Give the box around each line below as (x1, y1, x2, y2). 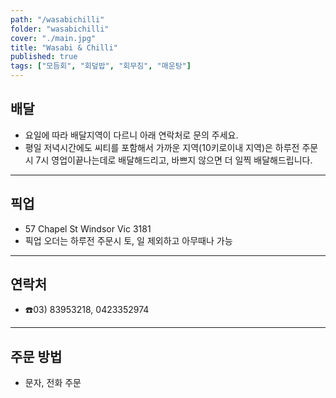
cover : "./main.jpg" (10, 33, 97, 43)
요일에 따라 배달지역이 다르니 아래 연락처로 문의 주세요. (24, 129, 239, 141)
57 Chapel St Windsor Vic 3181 (24, 222, 152, 235)
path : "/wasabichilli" (10, 14, 105, 25)
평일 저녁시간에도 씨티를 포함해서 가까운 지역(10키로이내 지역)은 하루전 (24, 141, 300, 153)
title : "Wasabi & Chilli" (10, 42, 118, 53)
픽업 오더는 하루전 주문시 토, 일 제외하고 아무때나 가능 (24, 234, 233, 246)
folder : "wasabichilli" (10, 24, 110, 34)
